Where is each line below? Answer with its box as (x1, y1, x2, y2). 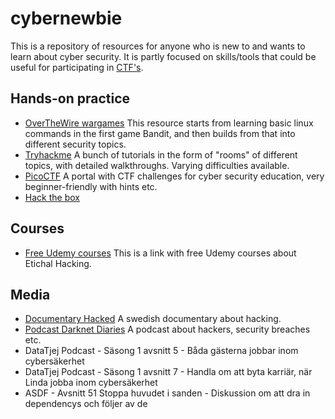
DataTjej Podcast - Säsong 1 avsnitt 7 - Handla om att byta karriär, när (24, 366, 313, 378)
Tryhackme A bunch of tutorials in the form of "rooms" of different (24, 148, 298, 161)
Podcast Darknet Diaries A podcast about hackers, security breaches (24, 323, 311, 336)
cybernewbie (10, 7, 123, 30)
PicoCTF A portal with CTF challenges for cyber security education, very (24, 170, 325, 182)
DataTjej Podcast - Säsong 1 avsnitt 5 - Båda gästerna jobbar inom (24, 345, 299, 357)
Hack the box (24, 191, 80, 203)
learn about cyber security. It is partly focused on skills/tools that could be (10, 50, 317, 62)
